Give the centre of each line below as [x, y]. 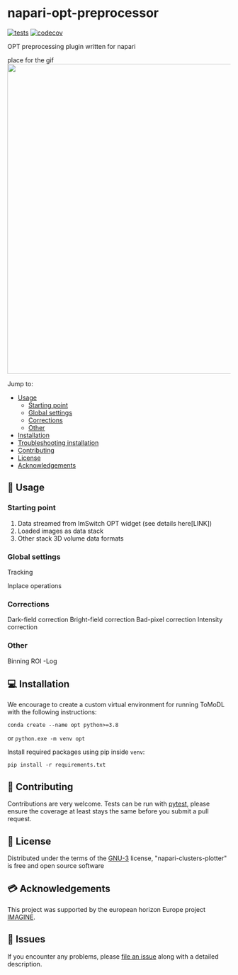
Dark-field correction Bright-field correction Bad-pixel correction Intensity [115, 620]
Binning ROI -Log [33, 661]
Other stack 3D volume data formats [70, 538]
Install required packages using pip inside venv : [76, 752]
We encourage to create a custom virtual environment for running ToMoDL [116, 705]
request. [19, 819]
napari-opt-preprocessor [83, 13]
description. [25, 964]
